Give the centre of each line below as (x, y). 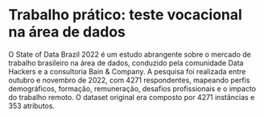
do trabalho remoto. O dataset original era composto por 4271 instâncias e (132, 97)
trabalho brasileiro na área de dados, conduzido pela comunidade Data (126, 63)
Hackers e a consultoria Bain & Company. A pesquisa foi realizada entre (127, 71)
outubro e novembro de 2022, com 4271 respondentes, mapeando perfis (129, 80)
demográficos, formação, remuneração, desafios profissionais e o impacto (132, 88)
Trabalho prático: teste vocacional (126, 15)
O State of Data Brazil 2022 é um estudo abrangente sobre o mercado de (130, 54)
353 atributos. (31, 106)
